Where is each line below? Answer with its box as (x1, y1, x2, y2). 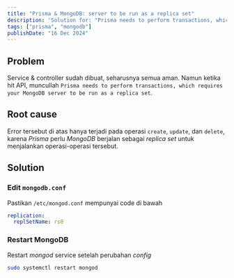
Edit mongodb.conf (7, 183, 67, 193)
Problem (7, 55, 45, 67)
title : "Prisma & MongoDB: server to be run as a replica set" (7, 10, 195, 17)
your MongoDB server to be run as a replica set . (7, 88, 153, 97)
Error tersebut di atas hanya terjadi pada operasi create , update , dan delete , (7, 126, 225, 136)
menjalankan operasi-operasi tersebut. (7, 142, 118, 150)
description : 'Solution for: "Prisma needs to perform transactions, (7, 17, 214, 24)
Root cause (7, 108, 58, 120)
